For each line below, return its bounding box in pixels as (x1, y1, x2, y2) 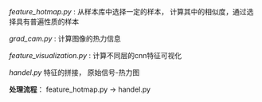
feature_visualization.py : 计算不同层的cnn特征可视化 (9, 51, 182, 60)
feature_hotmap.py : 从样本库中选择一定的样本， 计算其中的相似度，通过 (9, 7, 248, 16)
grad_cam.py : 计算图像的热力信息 (9, 34, 122, 43)
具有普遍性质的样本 (15, 17, 79, 26)
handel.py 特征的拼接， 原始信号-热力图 (9, 68, 140, 77)
